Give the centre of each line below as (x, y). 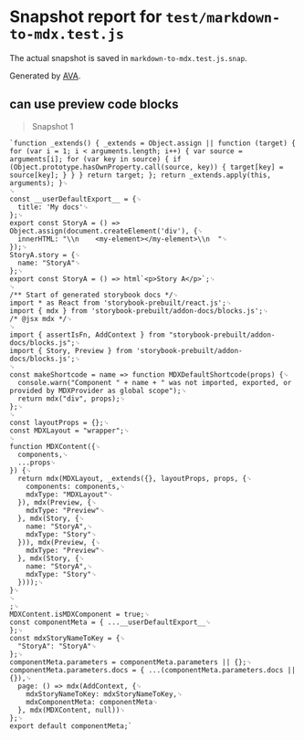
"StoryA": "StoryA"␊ (58, 646)
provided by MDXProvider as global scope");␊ (98, 391)
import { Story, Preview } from (71, 350)
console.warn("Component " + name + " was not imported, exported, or (155, 382)
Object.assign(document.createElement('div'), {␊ (106, 231)
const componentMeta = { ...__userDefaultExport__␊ (110, 622)
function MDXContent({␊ (55, 446)
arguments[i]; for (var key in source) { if (95, 159)
